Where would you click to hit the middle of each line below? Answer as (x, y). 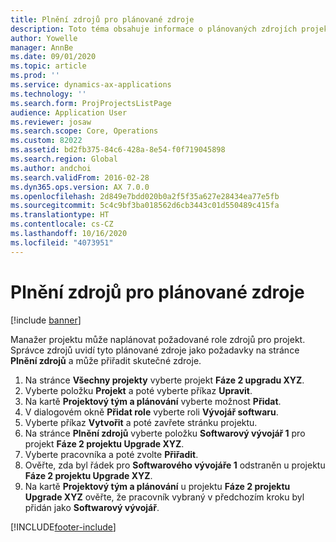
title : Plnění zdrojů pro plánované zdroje (102, 19)
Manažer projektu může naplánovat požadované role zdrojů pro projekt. (158, 339)
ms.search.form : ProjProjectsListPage (91, 103)
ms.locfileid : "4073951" (62, 242)
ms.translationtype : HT (60, 215)
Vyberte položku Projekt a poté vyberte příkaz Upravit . (138, 390)
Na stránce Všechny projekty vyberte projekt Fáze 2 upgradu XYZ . (164, 380)
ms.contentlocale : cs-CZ (62, 224)
